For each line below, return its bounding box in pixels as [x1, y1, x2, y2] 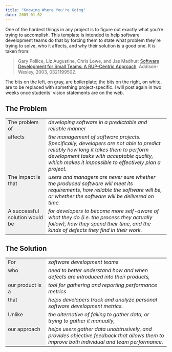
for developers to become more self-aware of [48, 207, 159, 215]
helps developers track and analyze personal [48, 296, 157, 303]
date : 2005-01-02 [5, 12, 42, 17]
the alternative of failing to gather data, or [48, 311, 149, 318]
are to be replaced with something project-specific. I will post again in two [5, 84, 162, 90]
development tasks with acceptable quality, [48, 153, 154, 160]
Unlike [8, 311, 23, 318]
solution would [8, 214, 44, 221]
